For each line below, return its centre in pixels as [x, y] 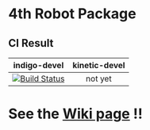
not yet [99, 78]
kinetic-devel [99, 65]
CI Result [31, 43]
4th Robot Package [72, 14]
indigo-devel [38, 65]
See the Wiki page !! [75, 114]
